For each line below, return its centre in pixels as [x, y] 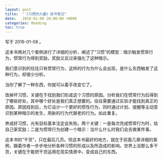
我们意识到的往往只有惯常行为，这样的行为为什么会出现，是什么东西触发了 [79, 69]
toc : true [15, 28]
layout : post [18, 9]
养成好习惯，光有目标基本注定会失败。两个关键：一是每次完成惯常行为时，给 [81, 123]
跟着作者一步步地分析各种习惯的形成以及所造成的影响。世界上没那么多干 [86, 146]
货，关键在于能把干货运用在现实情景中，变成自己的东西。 [62, 152]
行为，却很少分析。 [28, 74]
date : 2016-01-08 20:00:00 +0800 [41, 18]
